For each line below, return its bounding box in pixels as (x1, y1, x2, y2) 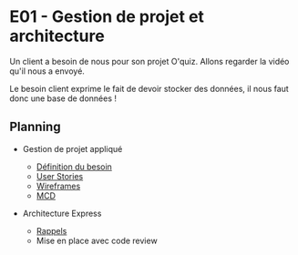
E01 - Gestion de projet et (9, 6, 205, 27)
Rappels (36, 225, 67, 236)
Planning (9, 119, 61, 135)
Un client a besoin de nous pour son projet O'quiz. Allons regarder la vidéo (9, 56, 290, 66)
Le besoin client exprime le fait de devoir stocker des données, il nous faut (9, 83, 289, 94)
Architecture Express (22, 208, 102, 219)
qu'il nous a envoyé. (9, 66, 85, 76)
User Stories (36, 170, 84, 181)
